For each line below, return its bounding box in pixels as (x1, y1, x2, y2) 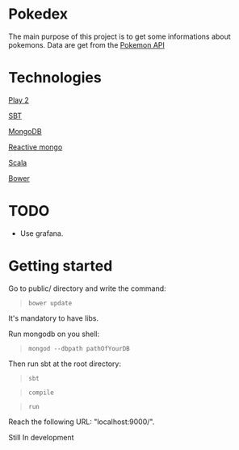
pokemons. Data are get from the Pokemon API (8, 40, 166, 49)
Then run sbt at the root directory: (8, 359, 121, 368)
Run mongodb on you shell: (8, 329, 99, 339)
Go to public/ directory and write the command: (8, 284, 167, 293)
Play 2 (8, 95, 30, 105)
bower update (27, 299, 73, 307)
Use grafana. (19, 228, 64, 238)
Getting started (8, 257, 113, 275)
